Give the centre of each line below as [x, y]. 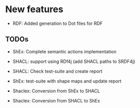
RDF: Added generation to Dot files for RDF [58, 23]
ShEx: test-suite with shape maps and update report [67, 81]
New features [34, 9]
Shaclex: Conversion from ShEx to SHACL [56, 91]
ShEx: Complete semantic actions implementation [64, 51]
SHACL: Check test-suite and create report [57, 71]
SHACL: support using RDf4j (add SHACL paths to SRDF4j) [74, 61]
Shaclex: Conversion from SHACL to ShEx [56, 100]
